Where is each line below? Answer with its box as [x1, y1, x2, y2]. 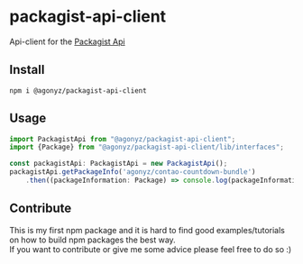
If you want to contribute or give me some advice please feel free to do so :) [9, 243, 292, 254]
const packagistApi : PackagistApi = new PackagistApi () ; [9, 159, 228, 168]
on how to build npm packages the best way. [9, 234, 176, 245]
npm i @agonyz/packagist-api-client [9, 86, 147, 96]
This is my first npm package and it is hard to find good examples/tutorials [9, 224, 286, 235]
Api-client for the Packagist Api [9, 36, 125, 47]
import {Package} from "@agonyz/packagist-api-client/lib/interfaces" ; [9, 142, 284, 152]
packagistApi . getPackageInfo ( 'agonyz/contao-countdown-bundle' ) [9, 168, 256, 177]
